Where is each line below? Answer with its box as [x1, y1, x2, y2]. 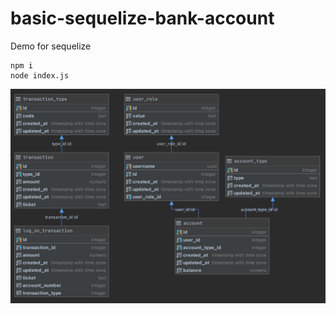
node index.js [10, 70, 70, 81]
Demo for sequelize [10, 40, 92, 52]
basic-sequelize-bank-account [10, 7, 275, 30]
